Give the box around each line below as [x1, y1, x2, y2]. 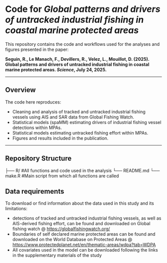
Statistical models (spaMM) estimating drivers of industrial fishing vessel [12, 119, 162, 125]
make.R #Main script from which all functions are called [5, 173, 119, 179]
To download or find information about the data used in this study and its [5, 200, 154, 206]
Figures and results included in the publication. [12, 135, 108, 141]
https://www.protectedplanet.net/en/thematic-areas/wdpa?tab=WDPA [12, 242, 156, 248]
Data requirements [5, 187, 65, 195]
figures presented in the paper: [5, 46, 69, 52]
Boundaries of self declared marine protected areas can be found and [12, 231, 156, 237]
